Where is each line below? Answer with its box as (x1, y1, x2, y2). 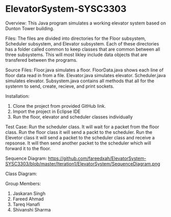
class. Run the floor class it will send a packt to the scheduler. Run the (5, 129, 153, 135)
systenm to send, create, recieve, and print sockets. (5, 83, 114, 89)
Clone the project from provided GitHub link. (12, 103, 106, 109)
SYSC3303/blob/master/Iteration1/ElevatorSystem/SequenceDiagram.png (5, 160, 160, 166)
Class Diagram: (5, 171, 37, 177)
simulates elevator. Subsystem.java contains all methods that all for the (5, 78, 155, 84)
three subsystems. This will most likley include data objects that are (5, 52, 148, 58)
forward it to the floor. (5, 145, 51, 151)
